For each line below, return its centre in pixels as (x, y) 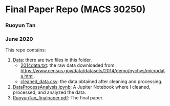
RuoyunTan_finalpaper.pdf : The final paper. (58, 98)
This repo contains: (26, 50)
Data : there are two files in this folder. (52, 60)
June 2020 (19, 39)
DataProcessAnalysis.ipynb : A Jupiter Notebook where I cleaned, (81, 87)
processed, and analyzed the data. (49, 92)
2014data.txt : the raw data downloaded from (67, 65)
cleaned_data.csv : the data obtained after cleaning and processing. (91, 82)
